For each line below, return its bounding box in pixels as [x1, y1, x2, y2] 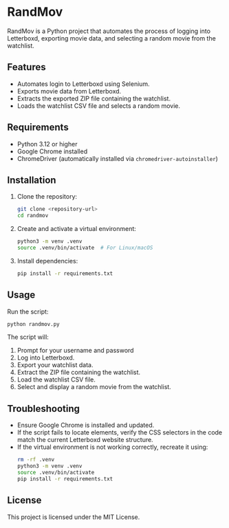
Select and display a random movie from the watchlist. [17, 383, 172, 391]
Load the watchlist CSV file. [17, 375, 96, 384]
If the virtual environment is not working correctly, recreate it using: [17, 443, 208, 451]
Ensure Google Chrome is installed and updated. [17, 421, 155, 430]
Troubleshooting [7, 403, 80, 415]
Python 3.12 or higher [17, 140, 78, 148]
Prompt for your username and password [17, 346, 134, 355]
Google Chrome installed [17, 147, 88, 155]
